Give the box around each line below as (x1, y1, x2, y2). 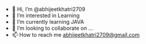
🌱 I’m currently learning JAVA (11, 18, 84, 25)
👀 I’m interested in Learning (11, 12, 80, 19)
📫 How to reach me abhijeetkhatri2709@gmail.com (11, 32, 140, 38)
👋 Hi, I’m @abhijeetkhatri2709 (11, 6, 86, 12)
